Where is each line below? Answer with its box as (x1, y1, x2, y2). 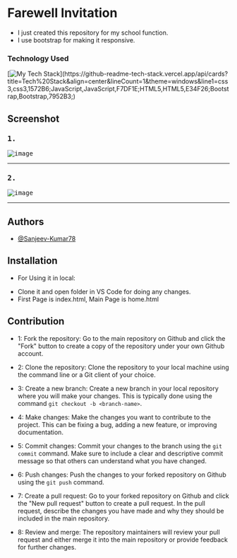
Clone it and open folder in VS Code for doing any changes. (17, 287, 191, 296)
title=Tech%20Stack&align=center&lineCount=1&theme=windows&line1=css (7, 77, 229, 86)
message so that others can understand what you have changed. (17, 456, 207, 465)
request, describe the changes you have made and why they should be (17, 506, 224, 515)
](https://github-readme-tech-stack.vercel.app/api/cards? (59, 69, 229, 79)
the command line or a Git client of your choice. (17, 370, 157, 379)
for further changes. (17, 542, 76, 551)
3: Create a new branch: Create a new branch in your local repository (17, 384, 219, 393)
